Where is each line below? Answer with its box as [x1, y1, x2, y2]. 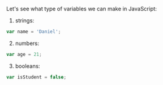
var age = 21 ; [6, 51, 43, 57]
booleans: [15, 62, 41, 69]
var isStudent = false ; [6, 74, 67, 80]
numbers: [15, 39, 40, 47]
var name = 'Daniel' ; [6, 29, 61, 35]
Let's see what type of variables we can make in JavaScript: [6, 5, 157, 12]
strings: [15, 17, 35, 24]
